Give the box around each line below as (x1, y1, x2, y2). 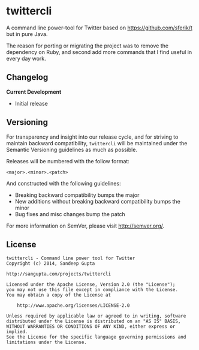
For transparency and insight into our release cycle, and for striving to (6, 133, 179, 140)
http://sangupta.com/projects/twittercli (6, 271, 111, 277)
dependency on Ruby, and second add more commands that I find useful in (6, 48, 192, 55)
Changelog (6, 72, 49, 82)
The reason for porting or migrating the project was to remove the (6, 42, 169, 49)
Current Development (6, 88, 62, 95)
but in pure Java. (6, 30, 48, 37)
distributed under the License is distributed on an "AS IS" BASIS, (6, 318, 181, 325)
